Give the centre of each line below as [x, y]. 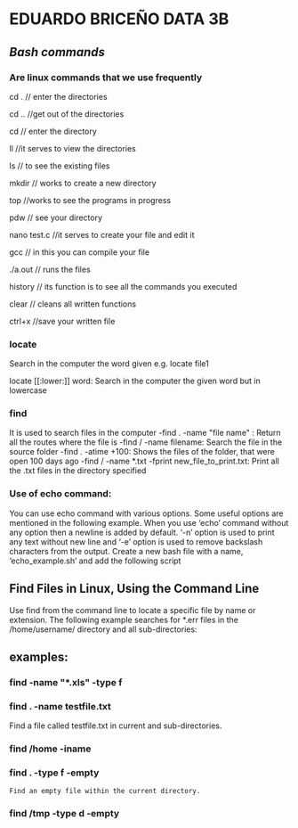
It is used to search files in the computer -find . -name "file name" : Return [145, 433]
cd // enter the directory [53, 131]
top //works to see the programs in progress [90, 200]
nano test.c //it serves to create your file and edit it [102, 234]
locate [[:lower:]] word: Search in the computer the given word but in [135, 381]
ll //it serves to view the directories [72, 148]
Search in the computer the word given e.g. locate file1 [109, 364]
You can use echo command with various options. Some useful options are [146, 513]
